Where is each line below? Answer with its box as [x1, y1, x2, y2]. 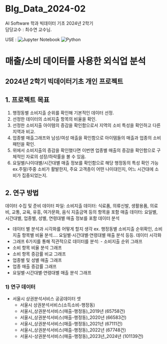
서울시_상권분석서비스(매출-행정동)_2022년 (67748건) [19, 327, 126, 333]
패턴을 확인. [12, 141, 36, 147]
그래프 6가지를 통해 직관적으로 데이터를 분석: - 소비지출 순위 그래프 [12, 238, 143, 244]
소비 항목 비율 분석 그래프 [12, 245, 62, 251]
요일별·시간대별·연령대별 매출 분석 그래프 [12, 270, 91, 276]
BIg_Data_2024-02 [5, 3, 86, 15]
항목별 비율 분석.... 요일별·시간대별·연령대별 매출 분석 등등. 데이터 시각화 [21, 232, 161, 238]
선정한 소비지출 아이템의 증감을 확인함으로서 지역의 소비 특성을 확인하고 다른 [12, 122, 161, 128]
